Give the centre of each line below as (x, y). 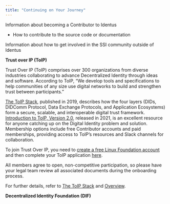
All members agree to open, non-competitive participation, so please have (84, 165)
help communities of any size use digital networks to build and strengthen (83, 86)
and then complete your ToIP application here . (54, 155)
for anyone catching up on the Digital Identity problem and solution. (76, 123)
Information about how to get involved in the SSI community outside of (80, 45)
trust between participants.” (35, 91)
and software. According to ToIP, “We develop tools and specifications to (82, 80)
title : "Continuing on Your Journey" (46, 10)
